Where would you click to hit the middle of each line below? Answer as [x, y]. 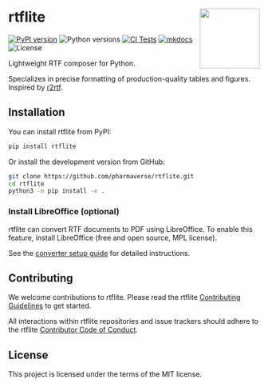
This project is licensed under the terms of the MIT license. [105, 374]
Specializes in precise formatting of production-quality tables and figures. [130, 78]
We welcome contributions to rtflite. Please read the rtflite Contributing [124, 297]
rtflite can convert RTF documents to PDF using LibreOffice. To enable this [130, 229]
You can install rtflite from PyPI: [60, 131]
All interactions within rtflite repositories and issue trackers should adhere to [134, 321]
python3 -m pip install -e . [57, 191]
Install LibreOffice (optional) [64, 212]
